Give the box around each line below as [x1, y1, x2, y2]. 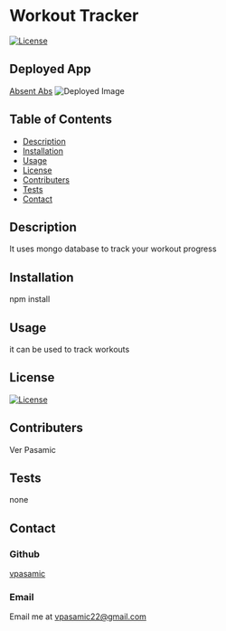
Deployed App [9, 61, 92, 77]
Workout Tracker [9, 5, 139, 26]
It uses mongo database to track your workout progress [9, 243, 217, 254]
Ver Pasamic [9, 444, 57, 455]
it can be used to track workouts [9, 344, 130, 354]
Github [9, 548, 41, 560]
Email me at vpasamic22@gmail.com [9, 611, 147, 622]
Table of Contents [9, 112, 113, 127]
